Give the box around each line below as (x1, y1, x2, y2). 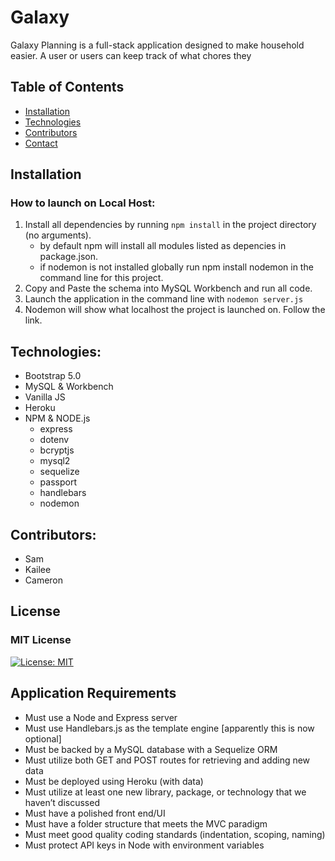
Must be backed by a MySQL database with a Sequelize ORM (24, 743, 278, 755)
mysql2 (39, 455, 71, 467)
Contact (24, 137, 58, 149)
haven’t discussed (24, 796, 100, 808)
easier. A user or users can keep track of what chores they (10, 49, 252, 61)
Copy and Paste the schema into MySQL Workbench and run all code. (24, 282, 313, 295)
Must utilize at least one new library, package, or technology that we (24, 786, 307, 798)
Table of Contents (10, 79, 125, 96)
